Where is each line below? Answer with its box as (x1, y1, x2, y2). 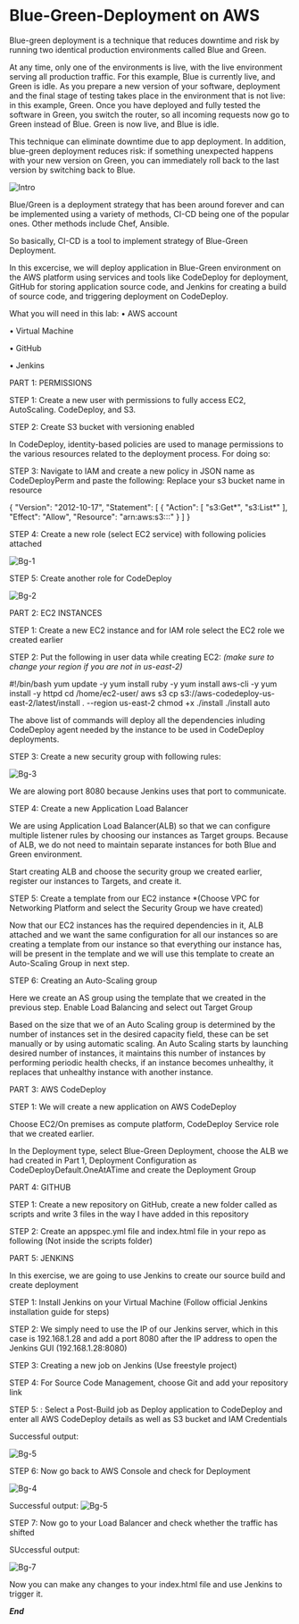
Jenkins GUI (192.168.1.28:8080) (9, 1342, 128, 1353)
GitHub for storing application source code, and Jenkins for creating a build (9, 281, 287, 291)
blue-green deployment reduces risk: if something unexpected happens (9, 145, 274, 156)
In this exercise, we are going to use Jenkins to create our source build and (9, 1270, 286, 1281)
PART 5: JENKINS (9, 1252, 74, 1263)
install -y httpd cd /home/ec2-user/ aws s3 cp (9, 687, 179, 698)
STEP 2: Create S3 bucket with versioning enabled (9, 421, 195, 432)
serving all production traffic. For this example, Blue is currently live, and (9, 71, 276, 81)
